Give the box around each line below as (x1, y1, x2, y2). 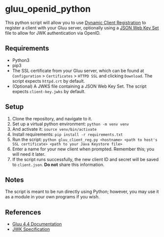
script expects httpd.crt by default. (12, 78, 85, 84)
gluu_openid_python (5, 3, 91, 15)
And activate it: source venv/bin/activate (12, 126, 97, 132)
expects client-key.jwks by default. (12, 88, 86, 94)
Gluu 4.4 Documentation (12, 221, 62, 227)
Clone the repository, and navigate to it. (12, 116, 92, 121)
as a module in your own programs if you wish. (5, 194, 100, 200)
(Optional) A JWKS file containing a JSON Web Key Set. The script (12, 83, 147, 89)
